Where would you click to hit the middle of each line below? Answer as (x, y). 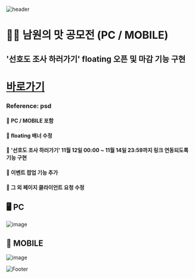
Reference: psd (29, 106)
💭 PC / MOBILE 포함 (30, 121)
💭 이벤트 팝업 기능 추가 (32, 172)
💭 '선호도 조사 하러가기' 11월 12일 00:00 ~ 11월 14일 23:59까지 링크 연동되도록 (97, 150)
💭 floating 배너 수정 (29, 135)
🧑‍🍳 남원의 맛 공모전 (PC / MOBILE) (87, 35)
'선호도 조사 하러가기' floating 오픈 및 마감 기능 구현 (96, 59)
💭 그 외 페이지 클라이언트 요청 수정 (45, 187)
